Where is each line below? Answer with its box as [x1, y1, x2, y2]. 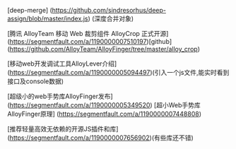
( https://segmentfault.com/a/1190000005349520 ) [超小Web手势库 [7, 101, 201, 109]
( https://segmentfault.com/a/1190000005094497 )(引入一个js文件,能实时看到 [7, 68, 230, 76]
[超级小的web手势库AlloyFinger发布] [7, 92, 113, 100]
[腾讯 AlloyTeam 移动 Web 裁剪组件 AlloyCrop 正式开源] [7, 30, 169, 37]
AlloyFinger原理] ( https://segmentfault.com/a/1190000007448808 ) [7, 109, 202, 118]
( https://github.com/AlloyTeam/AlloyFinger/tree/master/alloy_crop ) [7, 45, 200, 53]
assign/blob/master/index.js [7, 14, 88, 23]
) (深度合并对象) [88, 14, 134, 23]
